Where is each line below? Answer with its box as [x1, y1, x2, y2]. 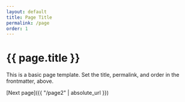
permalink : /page [6, 20, 50, 26]
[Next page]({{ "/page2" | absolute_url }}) [6, 89, 109, 97]
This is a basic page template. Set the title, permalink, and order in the [6, 71, 180, 79]
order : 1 [6, 25, 28, 32]
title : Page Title [6, 14, 52, 20]
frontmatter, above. [6, 77, 54, 85]
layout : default [6, 8, 47, 15]
